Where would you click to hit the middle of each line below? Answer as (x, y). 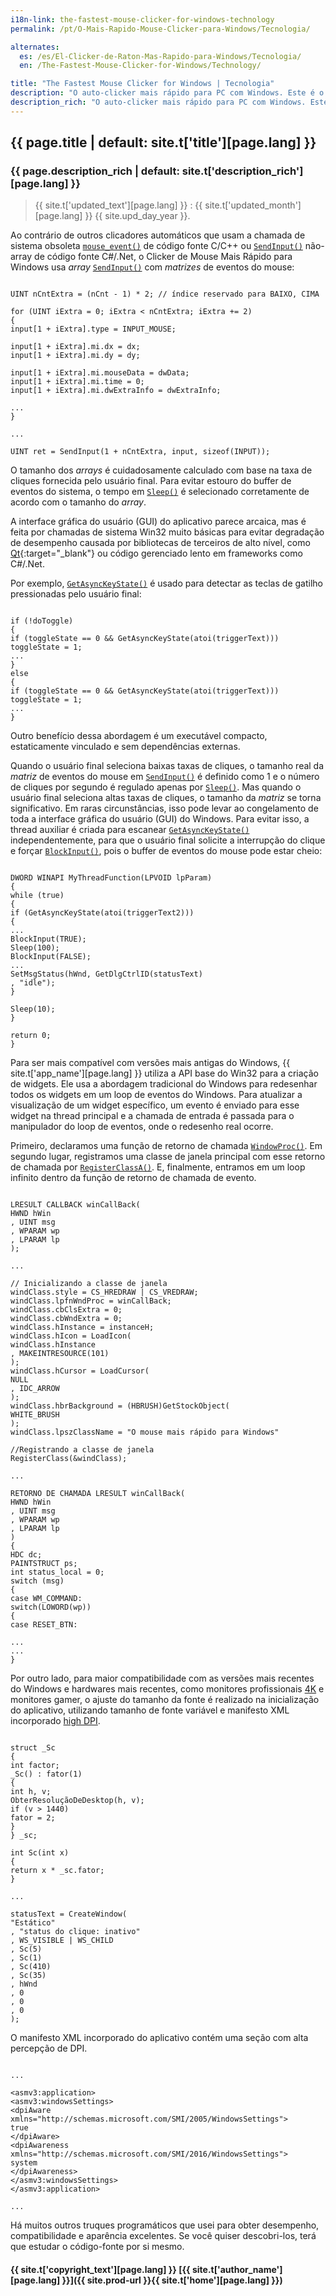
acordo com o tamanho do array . (78, 502)
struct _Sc (33, 1748)
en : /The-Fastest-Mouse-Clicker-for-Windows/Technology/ (140, 66)
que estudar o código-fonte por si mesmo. (97, 2247)
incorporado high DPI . (55, 1721)
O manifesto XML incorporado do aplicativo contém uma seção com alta (159, 2038)
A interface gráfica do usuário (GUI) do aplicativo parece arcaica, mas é (158, 522)
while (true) (37, 896)
